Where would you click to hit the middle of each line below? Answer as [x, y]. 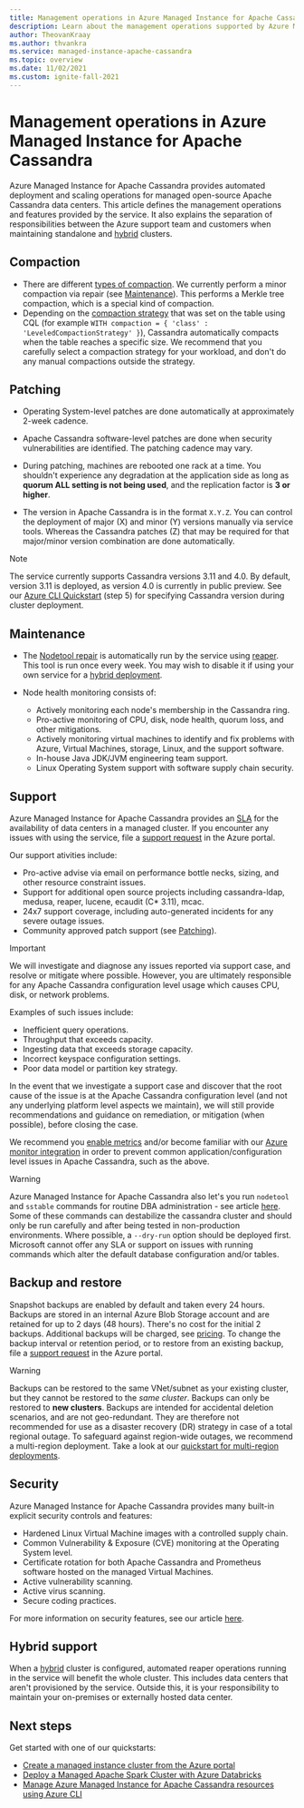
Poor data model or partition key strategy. [100, 1068]
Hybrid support [53, 1646]
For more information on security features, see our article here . [127, 1618]
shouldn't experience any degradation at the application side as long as [156, 475]
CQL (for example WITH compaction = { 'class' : [115, 322]
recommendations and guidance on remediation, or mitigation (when [137, 1114]
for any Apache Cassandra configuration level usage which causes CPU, [145, 984]
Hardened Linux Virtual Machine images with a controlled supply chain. [155, 1533]
